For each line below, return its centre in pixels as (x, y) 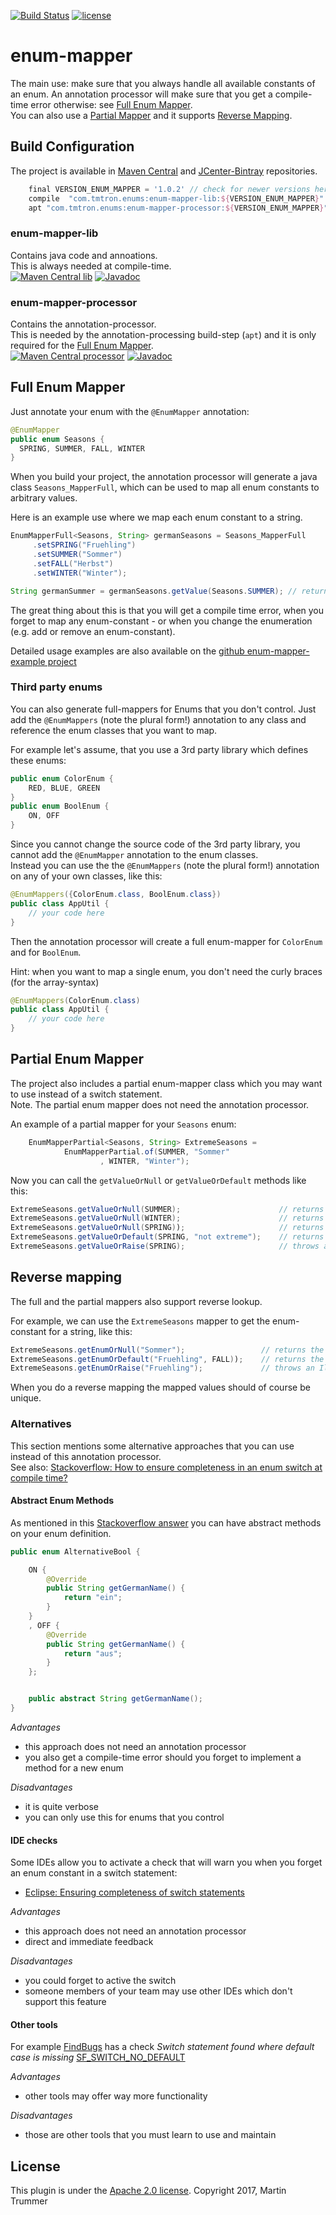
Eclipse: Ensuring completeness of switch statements (135, 1892)
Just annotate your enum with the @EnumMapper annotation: (130, 411)
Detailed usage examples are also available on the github (127, 651)
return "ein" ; (93, 1598)
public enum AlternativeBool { (75, 1551)
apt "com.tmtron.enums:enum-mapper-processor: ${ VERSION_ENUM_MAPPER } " (178, 208)
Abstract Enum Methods (62, 1501)
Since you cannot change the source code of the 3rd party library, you (155, 844)
